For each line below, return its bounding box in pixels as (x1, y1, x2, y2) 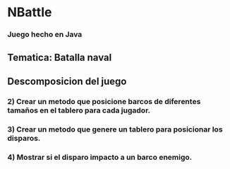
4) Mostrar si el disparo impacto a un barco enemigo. (7, 152, 193, 162)
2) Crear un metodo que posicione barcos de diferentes (7, 96, 201, 106)
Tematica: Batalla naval (7, 51, 112, 64)
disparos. (7, 133, 41, 143)
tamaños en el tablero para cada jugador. (7, 105, 150, 115)
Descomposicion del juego (7, 75, 127, 87)
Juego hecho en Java (7, 30, 83, 40)
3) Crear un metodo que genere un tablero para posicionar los (7, 124, 224, 134)
